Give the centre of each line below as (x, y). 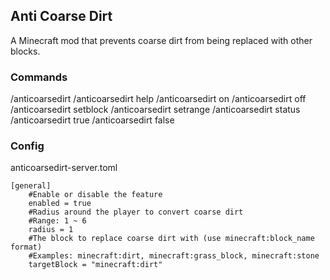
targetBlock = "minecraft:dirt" (95, 265)
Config (27, 146)
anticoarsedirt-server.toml (64, 168)
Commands (39, 77)
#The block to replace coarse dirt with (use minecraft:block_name (171, 239)
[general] (31, 186)
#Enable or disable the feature (95, 195)
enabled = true (60, 204)
